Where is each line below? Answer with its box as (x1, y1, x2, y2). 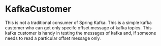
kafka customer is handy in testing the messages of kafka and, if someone (5, 30, 157, 36)
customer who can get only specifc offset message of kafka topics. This (5, 24, 152, 30)
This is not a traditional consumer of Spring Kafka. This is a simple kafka (5, 20, 152, 25)
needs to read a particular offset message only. (5, 35, 101, 41)
